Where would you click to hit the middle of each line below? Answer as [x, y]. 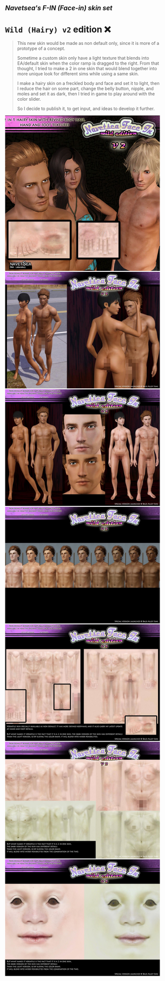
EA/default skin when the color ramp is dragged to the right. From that [88, 63]
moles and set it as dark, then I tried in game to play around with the [86, 94]
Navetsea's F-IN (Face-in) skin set [59, 8]
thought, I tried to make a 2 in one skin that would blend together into [87, 69]
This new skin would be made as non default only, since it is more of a [88, 43]
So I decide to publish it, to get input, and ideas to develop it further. [86, 109]
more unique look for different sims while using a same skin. [78, 74]
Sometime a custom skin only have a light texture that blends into [83, 58]
